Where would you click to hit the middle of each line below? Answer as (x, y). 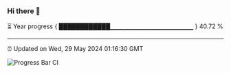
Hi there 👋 (24, 11)
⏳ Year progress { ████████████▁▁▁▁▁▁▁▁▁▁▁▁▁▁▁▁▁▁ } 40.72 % (115, 26)
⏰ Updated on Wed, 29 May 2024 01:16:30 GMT (75, 49)
